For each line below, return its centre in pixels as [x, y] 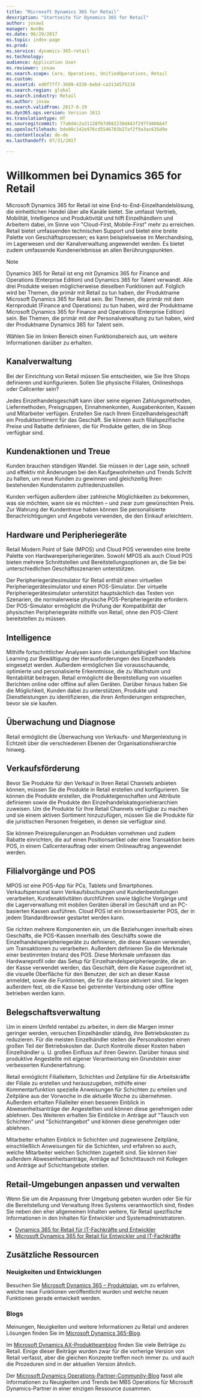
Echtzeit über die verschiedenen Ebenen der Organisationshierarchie [91, 743]
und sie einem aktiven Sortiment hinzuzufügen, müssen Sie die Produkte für [100, 815]
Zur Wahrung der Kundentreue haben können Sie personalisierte [86, 510]
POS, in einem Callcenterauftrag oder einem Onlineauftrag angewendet [94, 846]
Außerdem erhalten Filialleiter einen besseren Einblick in [76, 1102]
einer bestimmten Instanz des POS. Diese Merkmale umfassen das [88, 955]
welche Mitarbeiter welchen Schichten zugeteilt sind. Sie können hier [91, 1153]
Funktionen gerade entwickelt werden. [54, 1298]
